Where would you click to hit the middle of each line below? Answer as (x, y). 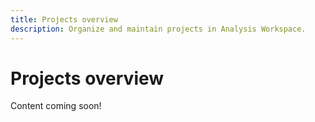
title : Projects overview (64, 19)
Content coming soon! (56, 106)
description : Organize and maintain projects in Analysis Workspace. (158, 29)
